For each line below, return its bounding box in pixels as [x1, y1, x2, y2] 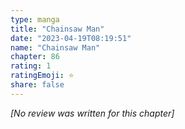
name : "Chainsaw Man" [10, 42, 101, 53]
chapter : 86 [10, 52, 60, 62]
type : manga [10, 14, 60, 25]
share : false [10, 80, 65, 90]
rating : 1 [10, 61, 52, 71]
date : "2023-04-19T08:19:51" [10, 33, 132, 43]
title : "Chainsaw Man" [10, 24, 105, 34]
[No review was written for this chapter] [10, 107, 175, 119]
